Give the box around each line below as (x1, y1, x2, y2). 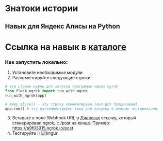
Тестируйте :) (12, 130, 40, 136)
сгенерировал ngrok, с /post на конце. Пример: (12, 120, 111, 126)
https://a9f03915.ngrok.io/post (12, 125, 74, 131)
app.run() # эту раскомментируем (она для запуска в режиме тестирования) (5, 106, 160, 111)
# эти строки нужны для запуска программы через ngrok (5, 84, 118, 89)
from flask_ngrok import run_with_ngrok (5, 88, 88, 93)
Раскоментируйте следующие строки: (12, 75, 92, 81)
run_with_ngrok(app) (5, 93, 47, 98)
